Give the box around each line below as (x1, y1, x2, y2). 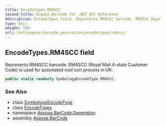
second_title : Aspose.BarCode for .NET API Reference (5, 12, 119, 17)
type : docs (5, 21, 28, 26)
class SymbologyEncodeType (12, 99, 73, 105)
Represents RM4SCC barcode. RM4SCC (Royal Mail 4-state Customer (5, 61, 148, 67)
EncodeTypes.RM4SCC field (5, 48, 95, 57)
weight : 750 (5, 26, 30, 31)
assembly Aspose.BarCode (12, 115, 68, 121)
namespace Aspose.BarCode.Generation (12, 110, 95, 116)
